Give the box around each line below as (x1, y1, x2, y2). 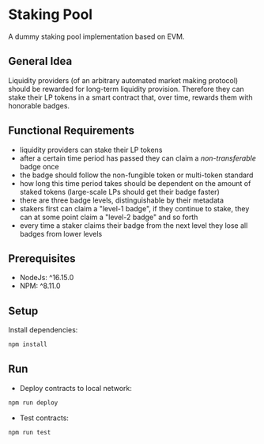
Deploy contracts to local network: (19, 383, 133, 393)
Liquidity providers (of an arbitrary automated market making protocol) (8, 75, 239, 85)
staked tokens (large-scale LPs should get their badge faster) (19, 187, 220, 196)
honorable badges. (8, 101, 70, 110)
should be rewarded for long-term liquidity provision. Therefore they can (8, 84, 245, 93)
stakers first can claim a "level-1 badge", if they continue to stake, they (19, 203, 250, 213)
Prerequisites (8, 252, 76, 265)
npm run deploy (8, 398, 58, 407)
